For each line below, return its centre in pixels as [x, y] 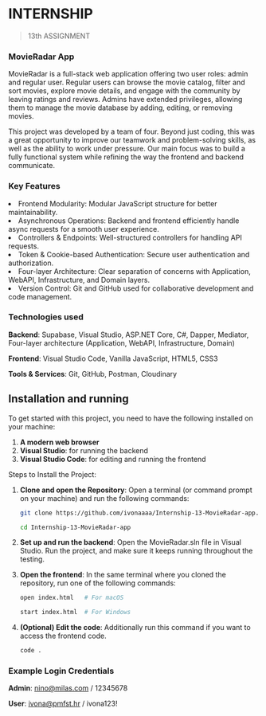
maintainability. [33, 212]
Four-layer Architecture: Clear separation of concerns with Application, [135, 271]
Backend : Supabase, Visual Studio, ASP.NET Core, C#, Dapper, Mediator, [129, 335]
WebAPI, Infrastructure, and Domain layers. [79, 280]
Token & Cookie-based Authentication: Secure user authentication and [134, 254]
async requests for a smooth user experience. [84, 229]
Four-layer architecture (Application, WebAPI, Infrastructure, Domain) [121, 342]
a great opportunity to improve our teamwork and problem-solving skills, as [132, 140]
